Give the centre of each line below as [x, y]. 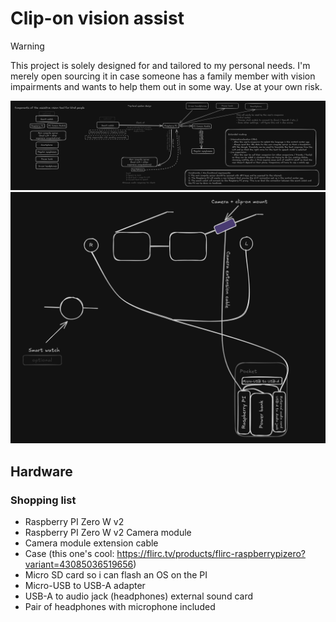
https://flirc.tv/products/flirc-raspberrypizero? [211, 553]
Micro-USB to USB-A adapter [85, 585]
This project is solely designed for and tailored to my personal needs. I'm [160, 65]
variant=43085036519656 [79, 564]
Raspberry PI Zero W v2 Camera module [108, 532]
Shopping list [43, 500]
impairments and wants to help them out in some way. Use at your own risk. [166, 86]
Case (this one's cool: [69, 553]
